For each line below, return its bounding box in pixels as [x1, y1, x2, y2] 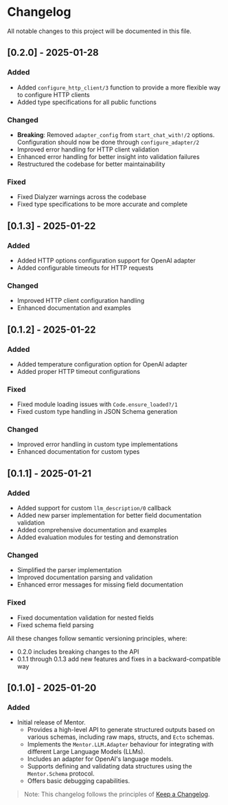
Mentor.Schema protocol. [27, 769, 95, 778]
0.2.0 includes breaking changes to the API [16, 647, 139, 656]
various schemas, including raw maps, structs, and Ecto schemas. [27, 733, 214, 741]
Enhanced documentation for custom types [16, 448, 140, 456]
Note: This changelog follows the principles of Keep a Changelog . [23, 790, 210, 799]
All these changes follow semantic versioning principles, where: [7, 634, 187, 642]
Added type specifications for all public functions [16, 98, 157, 106]
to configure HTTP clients [16, 90, 91, 98]
